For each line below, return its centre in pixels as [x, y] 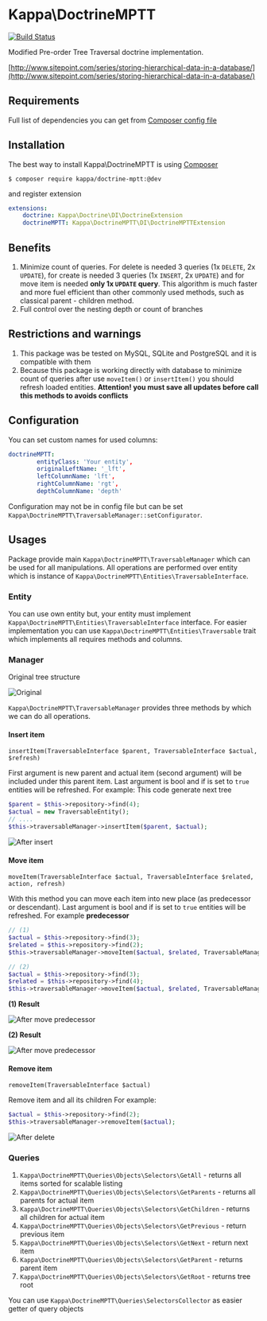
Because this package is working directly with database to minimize [131, 370]
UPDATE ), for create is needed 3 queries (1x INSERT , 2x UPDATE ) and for [132, 275]
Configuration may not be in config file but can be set [96, 506]
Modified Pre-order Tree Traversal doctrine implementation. [106, 52]
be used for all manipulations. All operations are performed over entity [123, 567]
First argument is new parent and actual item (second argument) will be [125, 773]
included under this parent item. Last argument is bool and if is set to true [129, 782]
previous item [42, 1234]
